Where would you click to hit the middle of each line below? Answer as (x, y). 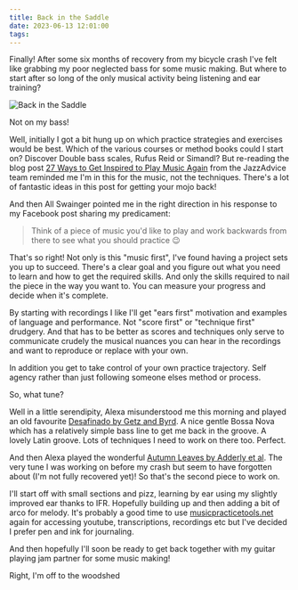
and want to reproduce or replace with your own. (99, 351)
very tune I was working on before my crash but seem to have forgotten (141, 467)
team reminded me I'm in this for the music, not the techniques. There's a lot (149, 177)
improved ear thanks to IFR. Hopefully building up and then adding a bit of (145, 504)
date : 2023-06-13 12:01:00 (59, 26)
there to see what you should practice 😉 (105, 241)
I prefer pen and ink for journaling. (72, 532)
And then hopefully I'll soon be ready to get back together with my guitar (142, 549)
